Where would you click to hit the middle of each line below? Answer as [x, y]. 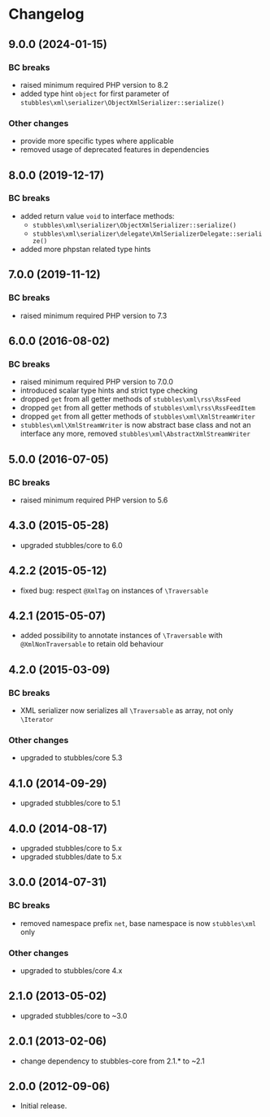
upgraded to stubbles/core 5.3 [71, 758]
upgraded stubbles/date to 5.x [71, 856]
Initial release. [44, 1106]
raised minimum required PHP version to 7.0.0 [96, 382]
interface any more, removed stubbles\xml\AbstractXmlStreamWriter [135, 434]
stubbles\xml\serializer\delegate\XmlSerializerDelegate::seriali [147, 234]
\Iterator [37, 720]
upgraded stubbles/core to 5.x [71, 848]
